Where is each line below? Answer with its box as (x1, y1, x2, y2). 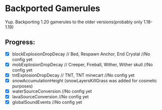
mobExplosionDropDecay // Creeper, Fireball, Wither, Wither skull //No (12, 62, 153, 67)
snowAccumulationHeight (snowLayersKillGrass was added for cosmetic (12, 78, 158, 83)
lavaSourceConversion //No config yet (12, 94, 89, 100)
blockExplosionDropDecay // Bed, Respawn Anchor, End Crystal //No (12, 51, 150, 57)
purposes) (12, 83, 33, 89)
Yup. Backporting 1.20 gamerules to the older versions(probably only (5, 19, 143, 25)
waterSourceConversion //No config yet (12, 88, 92, 94)
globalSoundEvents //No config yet (12, 99, 82, 105)
